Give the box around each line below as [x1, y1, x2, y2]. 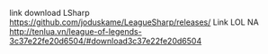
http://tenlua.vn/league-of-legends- [9, 27, 142, 36]
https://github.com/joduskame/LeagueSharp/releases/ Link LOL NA [9, 17, 259, 27]
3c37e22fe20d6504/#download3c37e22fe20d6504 [9, 35, 202, 46]
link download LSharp [9, 8, 90, 18]
